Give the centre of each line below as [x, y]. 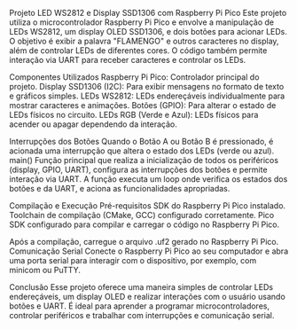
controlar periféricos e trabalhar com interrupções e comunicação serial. [142, 315]
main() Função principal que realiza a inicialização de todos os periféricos [144, 160]
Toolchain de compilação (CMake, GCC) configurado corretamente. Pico [142, 215]
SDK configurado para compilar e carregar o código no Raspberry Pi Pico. [145, 224]
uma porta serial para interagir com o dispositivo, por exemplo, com [133, 260]
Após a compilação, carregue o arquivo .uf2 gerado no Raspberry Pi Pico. [144, 242]
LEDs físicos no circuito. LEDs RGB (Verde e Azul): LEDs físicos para [134, 115]
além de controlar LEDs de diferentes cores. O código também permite [138, 51]
